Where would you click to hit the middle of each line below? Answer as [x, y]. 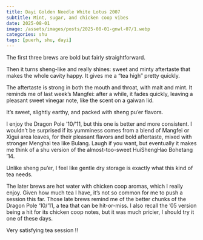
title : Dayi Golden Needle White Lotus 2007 [63, 12]
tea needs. [20, 174]
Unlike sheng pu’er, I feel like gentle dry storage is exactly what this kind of [100, 168]
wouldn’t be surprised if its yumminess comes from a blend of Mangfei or [98, 130]
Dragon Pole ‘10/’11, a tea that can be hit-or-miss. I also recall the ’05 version [101, 205]
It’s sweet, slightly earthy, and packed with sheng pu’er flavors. [85, 112]
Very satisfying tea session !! [42, 230]
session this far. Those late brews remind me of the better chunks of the [96, 199]
